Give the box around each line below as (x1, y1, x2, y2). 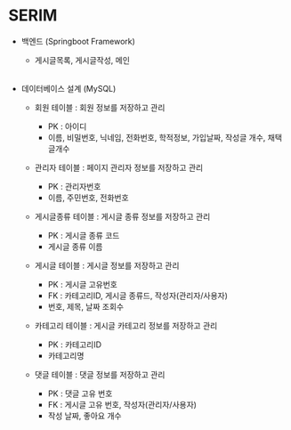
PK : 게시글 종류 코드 (47, 230, 120, 240)
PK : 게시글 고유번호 (47, 279, 117, 289)
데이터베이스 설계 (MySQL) (20, 83, 117, 93)
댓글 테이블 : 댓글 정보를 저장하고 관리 (34, 369, 166, 379)
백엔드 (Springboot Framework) (20, 36, 135, 46)
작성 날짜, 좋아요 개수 (47, 410, 122, 421)
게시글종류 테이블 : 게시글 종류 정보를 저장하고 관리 (34, 211, 211, 222)
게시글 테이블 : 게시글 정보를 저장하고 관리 (34, 260, 180, 271)
